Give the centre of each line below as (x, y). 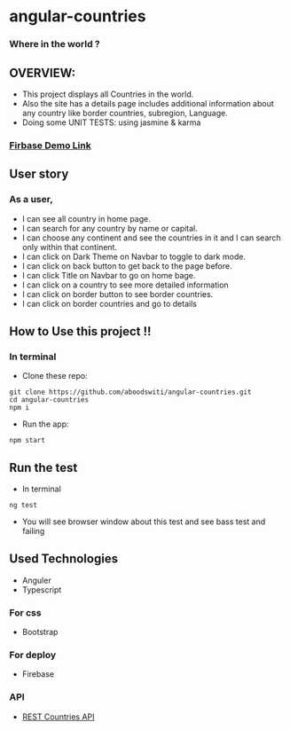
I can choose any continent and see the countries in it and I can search (151, 238)
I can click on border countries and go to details (110, 303)
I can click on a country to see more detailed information (125, 285)
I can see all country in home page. (86, 218)
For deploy (33, 655)
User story (39, 174)
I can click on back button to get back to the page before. (127, 266)
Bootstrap (40, 632)
